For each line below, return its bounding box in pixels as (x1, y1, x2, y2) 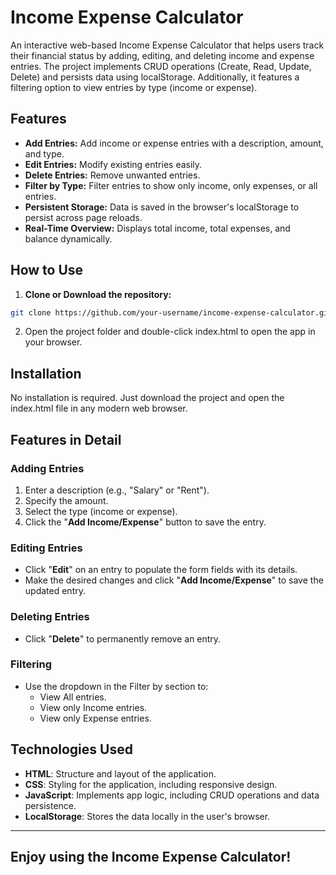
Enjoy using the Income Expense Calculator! (10, 849, 292, 866)
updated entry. (24, 585, 86, 597)
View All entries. (39, 691, 107, 703)
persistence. (24, 799, 77, 811)
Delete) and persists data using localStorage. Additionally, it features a (10, 71, 300, 83)
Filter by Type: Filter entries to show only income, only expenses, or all (24, 179, 318, 191)
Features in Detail (10, 431, 122, 448)
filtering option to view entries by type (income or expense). (10, 81, 258, 93)
